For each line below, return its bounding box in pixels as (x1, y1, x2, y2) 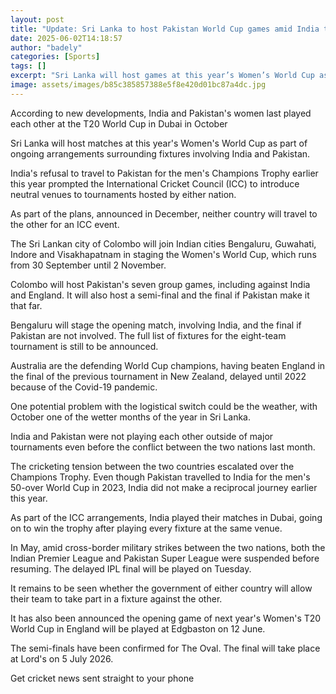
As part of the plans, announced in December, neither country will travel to (10, 207, 318, 220)
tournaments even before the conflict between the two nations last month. (10, 441, 316, 453)
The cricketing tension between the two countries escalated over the (10, 460, 295, 472)
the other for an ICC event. (10, 218, 120, 230)
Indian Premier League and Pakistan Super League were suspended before (10, 552, 320, 564)
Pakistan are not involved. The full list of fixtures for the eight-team (10, 329, 287, 341)
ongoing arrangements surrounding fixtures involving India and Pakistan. (10, 147, 311, 160)
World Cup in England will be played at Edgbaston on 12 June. (10, 622, 266, 635)
